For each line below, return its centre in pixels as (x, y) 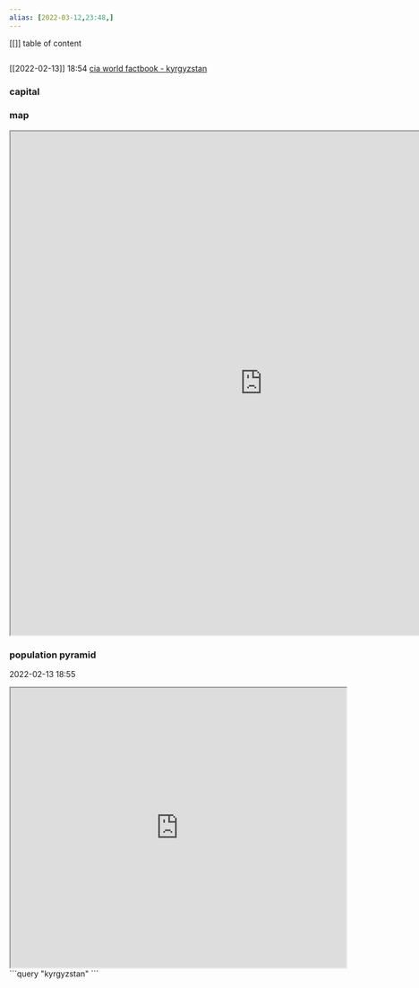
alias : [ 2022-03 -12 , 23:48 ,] (62, 17)
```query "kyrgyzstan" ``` (54, 974)
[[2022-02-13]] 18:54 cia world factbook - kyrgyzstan (108, 68)
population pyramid (53, 655)
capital (25, 91)
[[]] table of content (46, 43)
